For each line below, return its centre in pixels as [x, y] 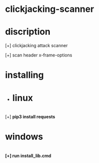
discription [28, 32]
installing [25, 75]
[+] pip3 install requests [30, 117]
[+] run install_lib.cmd [28, 156]
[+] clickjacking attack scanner [36, 46]
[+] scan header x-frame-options [39, 55]
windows [24, 137]
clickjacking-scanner [50, 9]
